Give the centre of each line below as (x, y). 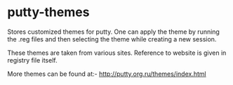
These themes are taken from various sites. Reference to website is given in (117, 53)
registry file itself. (32, 60)
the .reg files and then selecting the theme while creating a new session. (112, 39)
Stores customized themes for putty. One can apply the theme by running (113, 32)
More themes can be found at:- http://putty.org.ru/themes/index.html (107, 74)
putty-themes (48, 12)
